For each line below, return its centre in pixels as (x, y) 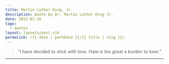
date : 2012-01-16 (23, 19)
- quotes (19, 28)
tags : (11, 24)
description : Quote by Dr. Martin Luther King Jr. (59, 14)
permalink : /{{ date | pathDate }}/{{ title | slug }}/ (65, 38)
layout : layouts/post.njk (32, 33)
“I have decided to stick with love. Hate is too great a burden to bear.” (90, 51)
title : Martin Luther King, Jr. (39, 10)
